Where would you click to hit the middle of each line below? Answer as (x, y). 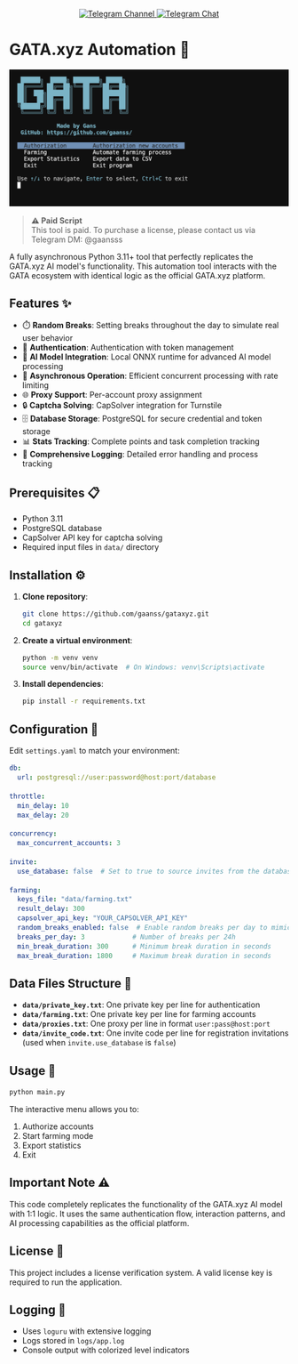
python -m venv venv (60, 658)
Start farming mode (58, 1136)
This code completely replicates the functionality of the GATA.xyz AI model (146, 1204)
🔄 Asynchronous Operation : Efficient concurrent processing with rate (150, 376)
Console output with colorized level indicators (106, 1350)
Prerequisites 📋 (55, 492)
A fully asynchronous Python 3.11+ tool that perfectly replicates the (131, 256)
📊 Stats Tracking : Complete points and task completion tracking (141, 441)
